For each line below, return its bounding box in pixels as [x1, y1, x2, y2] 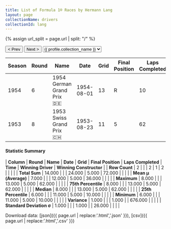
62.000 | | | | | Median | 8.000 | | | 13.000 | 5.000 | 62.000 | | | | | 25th [5, 186, 152, 192]
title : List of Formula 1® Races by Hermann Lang [5, 7, 113, 13]
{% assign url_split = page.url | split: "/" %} [5, 36, 96, 42]
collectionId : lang [5, 21, 47, 27]
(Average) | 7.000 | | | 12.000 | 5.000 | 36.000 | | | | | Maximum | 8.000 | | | [5, 175, 162, 181]
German [52, 80, 72, 87]
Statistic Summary [5, 148, 46, 154]
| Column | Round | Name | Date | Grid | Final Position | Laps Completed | [5, 159, 162, 165]
